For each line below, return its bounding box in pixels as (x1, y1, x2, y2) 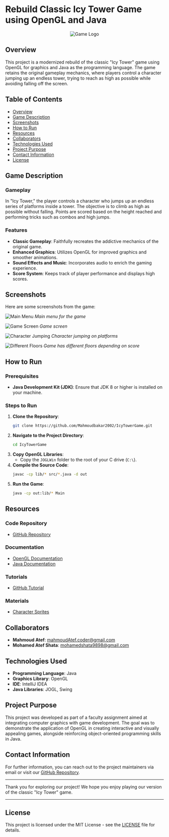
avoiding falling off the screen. (5, 80, 68, 86)
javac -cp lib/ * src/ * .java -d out (12, 472, 88, 477)
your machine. (12, 390, 43, 396)
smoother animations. (12, 254, 58, 260)
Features (5, 227, 28, 234)
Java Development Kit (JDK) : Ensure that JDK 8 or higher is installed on (12, 384, 162, 390)
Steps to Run (5, 402, 37, 409)
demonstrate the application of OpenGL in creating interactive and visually (5, 725, 159, 731)
